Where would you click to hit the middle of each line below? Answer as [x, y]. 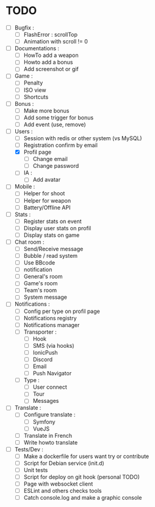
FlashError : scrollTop [50, 35]
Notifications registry [50, 318]
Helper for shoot [44, 193]
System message [45, 297]
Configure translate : [49, 415]
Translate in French [48, 435]
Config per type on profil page [62, 311]
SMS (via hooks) [53, 345]
